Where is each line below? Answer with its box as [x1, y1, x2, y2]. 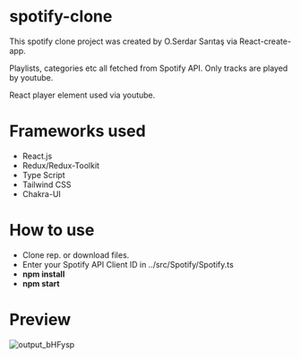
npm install [21, 269, 65, 279]
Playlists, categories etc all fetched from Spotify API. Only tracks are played [9, 63, 288, 73]
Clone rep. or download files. [21, 249, 130, 261]
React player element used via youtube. [9, 90, 156, 100]
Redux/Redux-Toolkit [21, 159, 100, 171]
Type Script [21, 169, 65, 180]
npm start [21, 278, 60, 288]
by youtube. [9, 72, 54, 82]
